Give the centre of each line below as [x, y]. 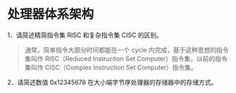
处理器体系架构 [51, 14]
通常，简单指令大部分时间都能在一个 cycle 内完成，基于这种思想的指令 [126, 50]
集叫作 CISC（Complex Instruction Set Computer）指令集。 [111, 67]
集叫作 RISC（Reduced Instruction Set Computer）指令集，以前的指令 [126, 58]
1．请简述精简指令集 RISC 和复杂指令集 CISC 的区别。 [85, 35]
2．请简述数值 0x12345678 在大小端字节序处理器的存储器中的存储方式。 [112, 82]
